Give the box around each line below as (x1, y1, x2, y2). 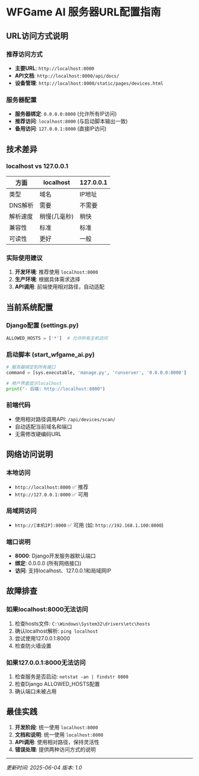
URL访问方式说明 (6, 31, 69, 41)
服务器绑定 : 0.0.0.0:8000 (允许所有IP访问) (14, 110, 117, 117)
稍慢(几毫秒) (39, 212, 74, 220)
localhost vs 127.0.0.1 (6, 162, 69, 171)
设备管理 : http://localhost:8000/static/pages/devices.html (14, 79, 164, 86)
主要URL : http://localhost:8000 (14, 65, 95, 72)
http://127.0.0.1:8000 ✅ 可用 (14, 490, 89, 498)
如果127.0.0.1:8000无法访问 (6, 658, 86, 666)
